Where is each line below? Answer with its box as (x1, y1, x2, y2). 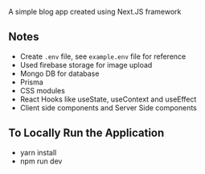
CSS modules (19, 85, 66, 95)
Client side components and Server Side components (19, 102, 197, 112)
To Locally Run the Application (8, 126, 165, 140)
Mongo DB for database (19, 68, 100, 78)
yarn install (19, 147, 57, 157)
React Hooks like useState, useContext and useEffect (19, 94, 197, 104)
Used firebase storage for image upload (19, 60, 153, 69)
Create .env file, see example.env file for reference (19, 52, 187, 61)
